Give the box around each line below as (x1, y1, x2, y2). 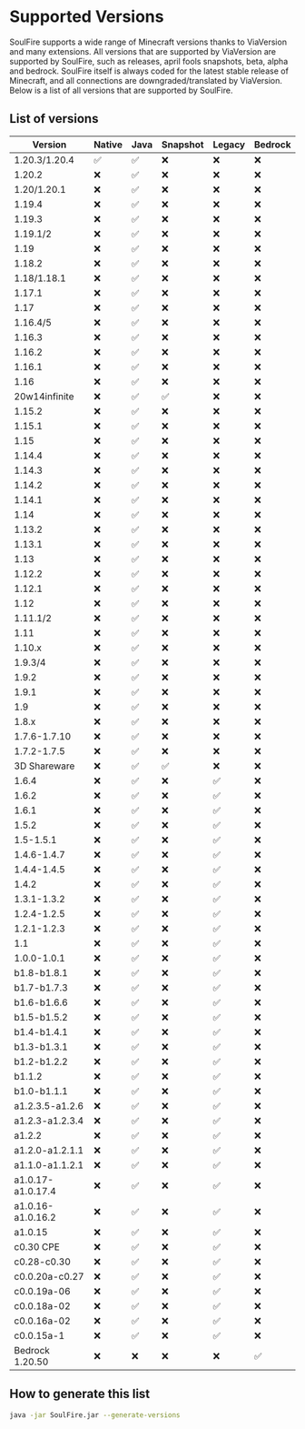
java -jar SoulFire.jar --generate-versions (9, 1410, 181, 1420)
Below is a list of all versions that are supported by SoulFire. (9, 85, 233, 96)
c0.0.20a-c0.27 (14, 1270, 84, 1283)
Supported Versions (9, 6, 164, 27)
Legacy (212, 138, 246, 151)
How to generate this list (9, 1386, 151, 1402)
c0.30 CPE (14, 1240, 61, 1253)
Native (93, 138, 123, 151)
